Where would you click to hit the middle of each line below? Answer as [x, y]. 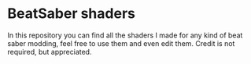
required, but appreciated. [50, 52]
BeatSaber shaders [71, 14]
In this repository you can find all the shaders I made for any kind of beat [125, 35]
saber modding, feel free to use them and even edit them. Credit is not [121, 43]
